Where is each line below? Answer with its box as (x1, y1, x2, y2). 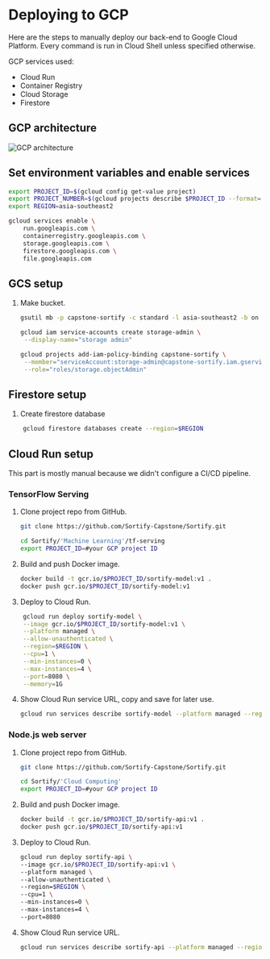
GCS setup (8, 277, 64, 290)
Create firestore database (19, 409, 106, 419)
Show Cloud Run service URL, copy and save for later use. (19, 694, 214, 704)
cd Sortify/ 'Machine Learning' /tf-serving (19, 537, 165, 545)
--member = (23, 357, 57, 366)
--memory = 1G (23, 680, 63, 688)
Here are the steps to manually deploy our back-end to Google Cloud (8, 32, 238, 42)
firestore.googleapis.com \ (23, 247, 117, 255)
